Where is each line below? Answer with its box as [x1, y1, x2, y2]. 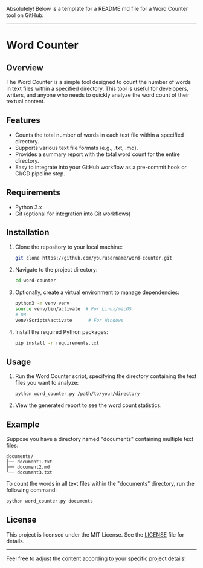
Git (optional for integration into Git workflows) [14, 210, 131, 217]
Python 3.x [14, 203, 42, 211]
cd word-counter [14, 278, 56, 284]
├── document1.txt [6, 459, 53, 465]
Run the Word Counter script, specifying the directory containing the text [14, 373, 197, 380]
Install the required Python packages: [14, 328, 109, 335]
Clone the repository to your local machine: [14, 243, 123, 250]
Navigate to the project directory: [14, 266, 98, 273]
